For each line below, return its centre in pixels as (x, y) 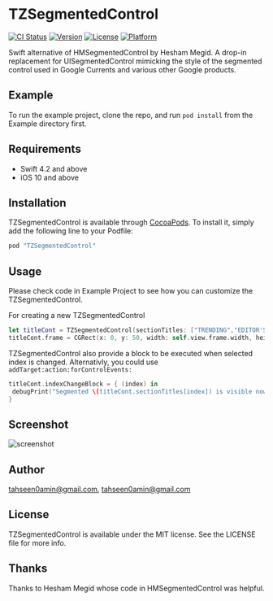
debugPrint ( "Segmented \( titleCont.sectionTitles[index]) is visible (132, 391)
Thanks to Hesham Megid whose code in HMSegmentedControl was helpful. (136, 588)
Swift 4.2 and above (54, 168)
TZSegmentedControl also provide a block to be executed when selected (131, 353)
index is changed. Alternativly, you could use (83, 362)
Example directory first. (48, 124)
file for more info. (37, 542)
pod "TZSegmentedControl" (52, 246)
